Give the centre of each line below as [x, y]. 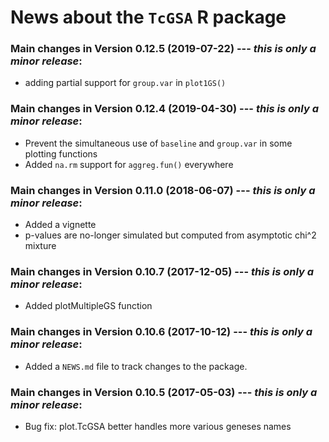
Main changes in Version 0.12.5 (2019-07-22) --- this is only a [163, 49]
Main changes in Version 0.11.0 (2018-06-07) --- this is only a [163, 190]
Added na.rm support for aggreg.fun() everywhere [129, 164]
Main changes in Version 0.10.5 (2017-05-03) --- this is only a [164, 392]
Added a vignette [60, 225]
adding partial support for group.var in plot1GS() [125, 83]
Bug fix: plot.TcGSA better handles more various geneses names [158, 426]
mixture [40, 246]
